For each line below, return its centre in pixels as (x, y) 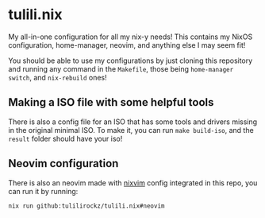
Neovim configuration (63, 163)
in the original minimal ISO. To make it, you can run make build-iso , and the (131, 130)
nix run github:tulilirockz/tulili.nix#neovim (86, 206)
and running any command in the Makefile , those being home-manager (121, 68)
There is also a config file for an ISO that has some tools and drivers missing (133, 122)
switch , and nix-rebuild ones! (58, 77)
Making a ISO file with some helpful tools (111, 102)
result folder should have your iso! (65, 138)
